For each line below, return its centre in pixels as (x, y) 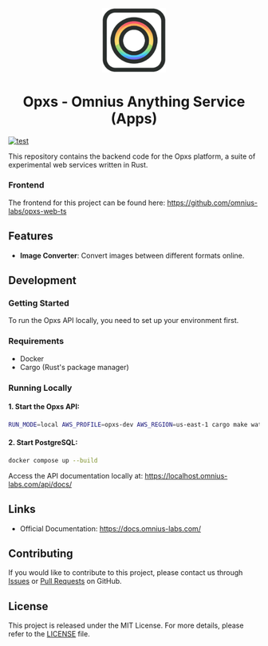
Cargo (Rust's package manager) (74, 367)
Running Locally (40, 388)
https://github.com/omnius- (212, 203)
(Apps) (134, 118)
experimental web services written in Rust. (78, 164)
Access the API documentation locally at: (76, 475)
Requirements (36, 341)
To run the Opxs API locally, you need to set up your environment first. (124, 321)
